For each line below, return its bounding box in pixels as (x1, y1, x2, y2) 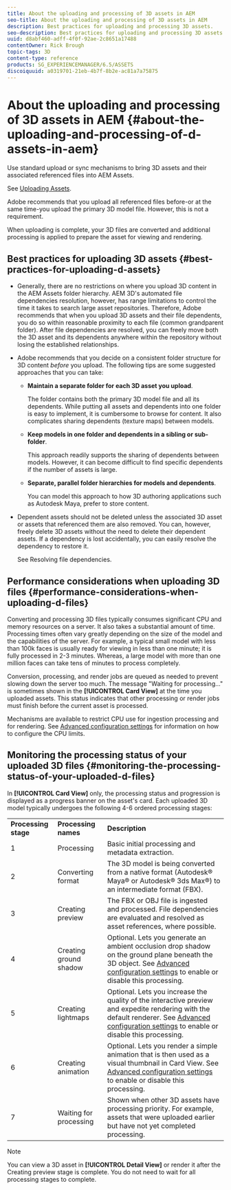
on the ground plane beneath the (107, 950, 213, 960)
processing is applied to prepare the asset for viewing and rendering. (7, 233, 203, 241)
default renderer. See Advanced (107, 1013, 211, 1022)
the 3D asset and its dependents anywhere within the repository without (16, 333, 222, 341)
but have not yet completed (107, 1121, 196, 1130)
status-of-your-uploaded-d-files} (7, 771, 155, 783)
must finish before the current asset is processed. (7, 702, 148, 710)
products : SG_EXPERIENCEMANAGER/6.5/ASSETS (7, 61, 134, 68)
